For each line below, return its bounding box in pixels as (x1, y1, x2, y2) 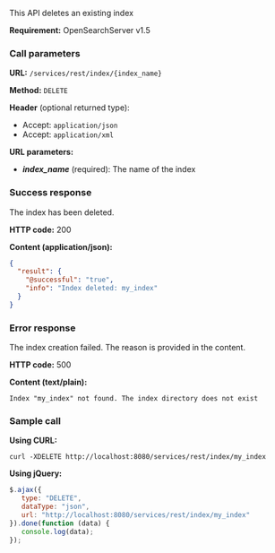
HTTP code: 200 (9, 224, 72, 235)
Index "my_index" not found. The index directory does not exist (9, 394, 258, 403)
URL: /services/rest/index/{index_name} (9, 67, 163, 79)
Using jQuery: (9, 468, 63, 479)
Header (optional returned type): (9, 102, 130, 113)
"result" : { (17, 267, 63, 276)
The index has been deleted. (9, 206, 115, 218)
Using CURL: (9, 435, 58, 446)
